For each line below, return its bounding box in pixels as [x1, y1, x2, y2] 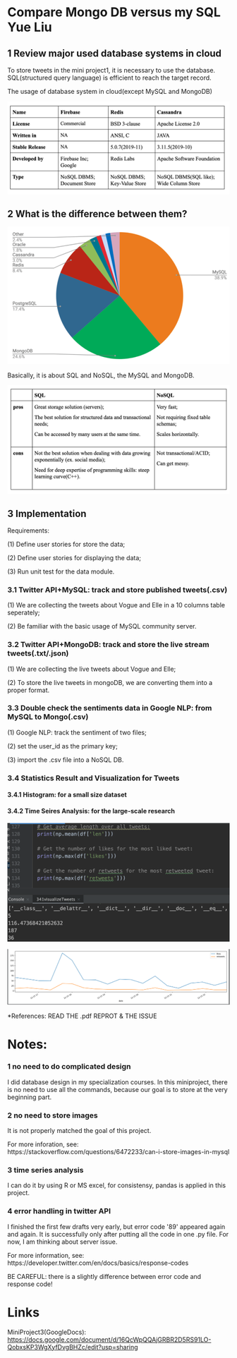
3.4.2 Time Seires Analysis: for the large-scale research [7, 806, 175, 815]
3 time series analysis [7, 1165, 84, 1175]
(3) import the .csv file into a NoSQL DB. [7, 756, 124, 764]
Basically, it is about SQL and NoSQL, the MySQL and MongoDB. [7, 371, 195, 380]
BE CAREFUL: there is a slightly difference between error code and [7, 1272, 202, 1280]
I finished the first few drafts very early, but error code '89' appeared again [7, 1222, 226, 1231]
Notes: [7, 1036, 48, 1053]
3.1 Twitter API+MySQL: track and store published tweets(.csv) [7, 585, 228, 595]
